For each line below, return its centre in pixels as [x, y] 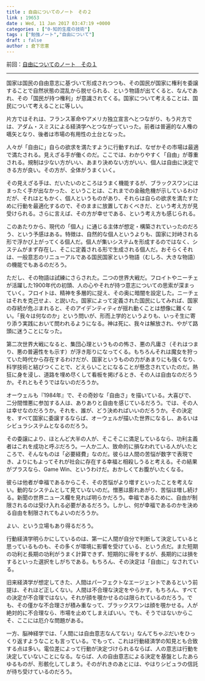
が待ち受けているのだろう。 [41, 671]
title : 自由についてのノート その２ [49, 12]
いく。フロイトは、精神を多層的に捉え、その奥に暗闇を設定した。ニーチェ [105, 293]
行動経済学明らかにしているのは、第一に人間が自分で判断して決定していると [102, 539]
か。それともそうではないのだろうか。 [54, 382]
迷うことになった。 [41, 331]
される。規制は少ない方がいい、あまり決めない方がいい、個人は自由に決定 [100, 162]
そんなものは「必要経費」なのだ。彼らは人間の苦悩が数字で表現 [107, 454]
